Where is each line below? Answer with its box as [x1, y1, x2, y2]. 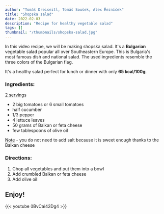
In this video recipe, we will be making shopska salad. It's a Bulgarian [5, 44, 146, 49]
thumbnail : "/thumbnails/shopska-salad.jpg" [5, 30, 98, 35]
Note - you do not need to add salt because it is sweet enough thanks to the [5, 137, 159, 143]
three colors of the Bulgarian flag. [5, 59, 73, 65]
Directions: [5, 155, 32, 161]
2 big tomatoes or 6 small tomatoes [12, 102, 84, 107]
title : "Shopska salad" [5, 12, 54, 17]
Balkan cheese [5, 142, 35, 148]
